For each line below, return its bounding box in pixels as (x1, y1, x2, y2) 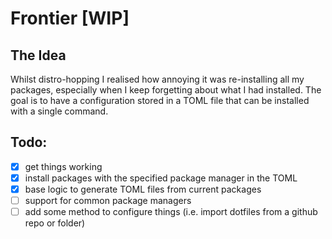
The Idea (10, 47, 67, 64)
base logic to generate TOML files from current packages (24, 183, 262, 195)
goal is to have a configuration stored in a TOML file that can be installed (10, 95, 310, 106)
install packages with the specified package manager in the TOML (24, 172, 298, 184)
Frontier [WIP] (10, 7, 130, 30)
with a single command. (10, 105, 109, 117)
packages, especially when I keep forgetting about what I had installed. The (10, 84, 322, 96)
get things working (24, 160, 103, 172)
